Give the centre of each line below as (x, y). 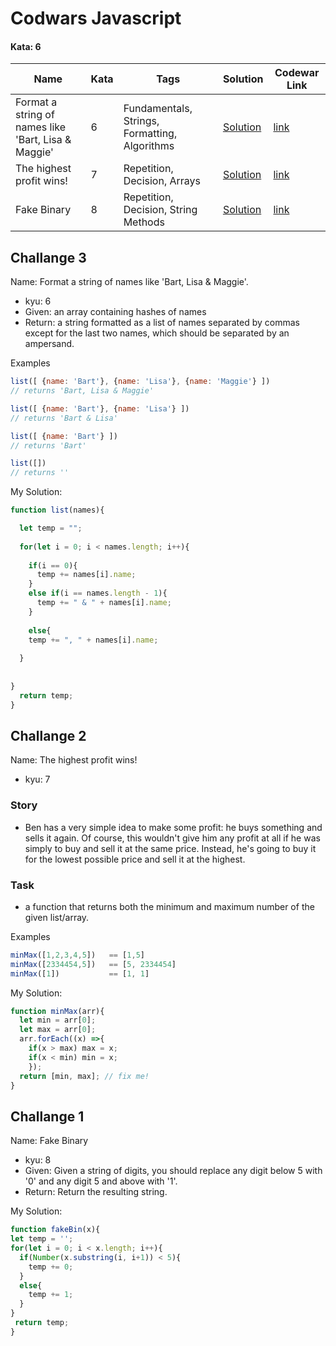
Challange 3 (48, 257)
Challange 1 (47, 1116)
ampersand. (49, 344)
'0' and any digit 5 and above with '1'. (101, 1181)
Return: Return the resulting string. (96, 1192)
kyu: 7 (37, 779)
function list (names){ (57, 510)
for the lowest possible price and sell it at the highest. (135, 859)
